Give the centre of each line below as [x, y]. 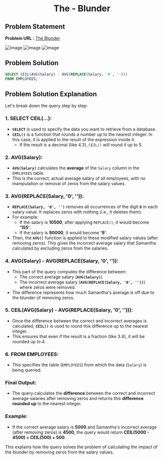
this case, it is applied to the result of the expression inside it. [74, 139]
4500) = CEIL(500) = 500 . [39, 437]
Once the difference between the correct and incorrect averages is [80, 321]
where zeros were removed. [48, 287]
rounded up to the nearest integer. [47, 404]
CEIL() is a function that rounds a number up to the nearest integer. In [82, 134]
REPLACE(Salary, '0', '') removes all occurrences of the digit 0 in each [85, 207]
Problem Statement [35, 27]
